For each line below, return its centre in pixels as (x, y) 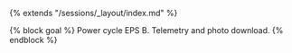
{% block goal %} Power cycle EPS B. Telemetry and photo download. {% (146, 30)
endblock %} (33, 40)
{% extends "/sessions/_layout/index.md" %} (94, 13)
